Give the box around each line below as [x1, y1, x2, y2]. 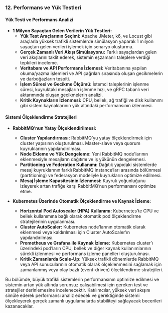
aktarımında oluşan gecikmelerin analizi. [20, 92, 103, 98]
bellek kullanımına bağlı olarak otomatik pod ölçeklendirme [20, 213, 141, 219]
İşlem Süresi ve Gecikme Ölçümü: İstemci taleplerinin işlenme [20, 81, 149, 87]
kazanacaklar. [5, 303, 34, 309]
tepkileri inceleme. [20, 60, 58, 66]
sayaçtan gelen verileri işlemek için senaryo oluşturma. [20, 44, 134, 50]
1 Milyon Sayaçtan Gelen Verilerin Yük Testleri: [12, 28, 112, 34]
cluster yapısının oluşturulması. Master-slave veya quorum [20, 140, 140, 146]
